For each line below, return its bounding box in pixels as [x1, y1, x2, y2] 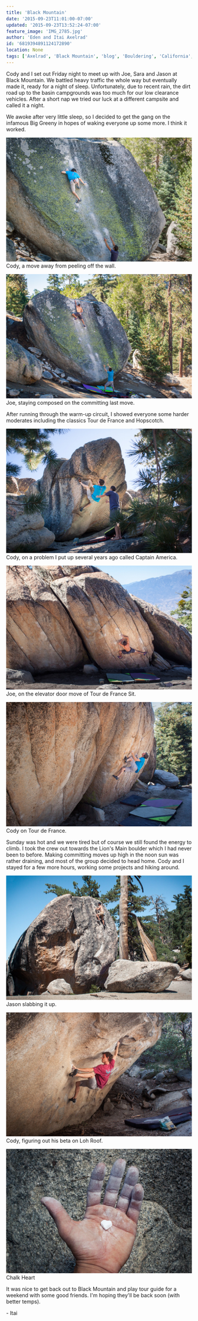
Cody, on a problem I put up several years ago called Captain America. [6, 553, 178, 560]
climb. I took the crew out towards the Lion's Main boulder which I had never [6, 845, 192, 852]
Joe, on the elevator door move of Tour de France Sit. [6, 690, 137, 698]
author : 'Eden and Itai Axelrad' [6, 34, 88, 41]
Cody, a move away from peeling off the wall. [6, 262, 116, 269]
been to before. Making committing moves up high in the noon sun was [6, 851, 179, 858]
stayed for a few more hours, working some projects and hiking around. [6, 864, 180, 871]
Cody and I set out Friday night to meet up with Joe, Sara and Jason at [6, 70, 178, 77]
